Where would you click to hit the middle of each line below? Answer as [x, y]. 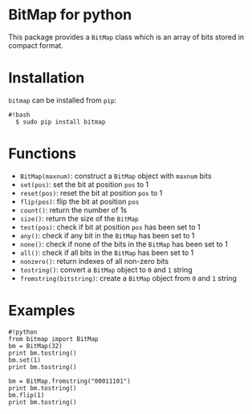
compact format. [36, 45]
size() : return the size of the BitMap [79, 218]
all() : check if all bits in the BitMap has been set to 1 [107, 252]
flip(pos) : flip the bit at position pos [79, 201]
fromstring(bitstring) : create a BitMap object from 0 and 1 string [128, 278]
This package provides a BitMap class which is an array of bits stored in [126, 37]
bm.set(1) [25, 360]
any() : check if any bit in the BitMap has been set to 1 [107, 235]
